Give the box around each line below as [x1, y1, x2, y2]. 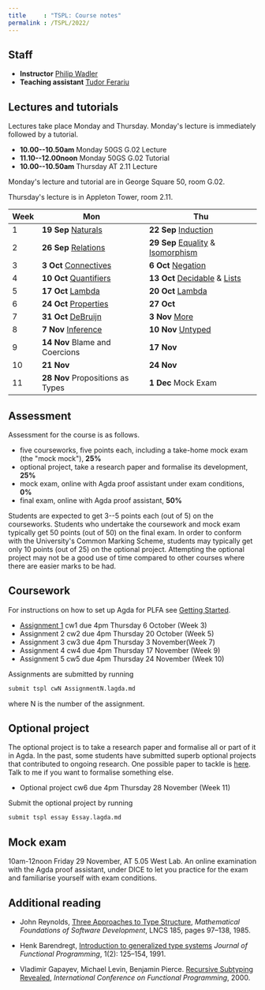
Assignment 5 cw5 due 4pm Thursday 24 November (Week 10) [19, 654, 225, 663]
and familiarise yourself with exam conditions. [8, 873, 158, 883]
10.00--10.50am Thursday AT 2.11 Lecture [19, 162, 158, 171]
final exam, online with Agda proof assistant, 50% [19, 495, 183, 505]
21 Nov [42, 360, 70, 371]
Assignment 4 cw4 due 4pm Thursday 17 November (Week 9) [19, 645, 221, 655]
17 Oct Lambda [42, 286, 100, 297]
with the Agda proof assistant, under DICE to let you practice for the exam [8, 865, 248, 875]
